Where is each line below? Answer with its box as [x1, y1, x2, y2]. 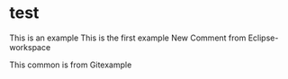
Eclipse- [247, 32, 279, 43]
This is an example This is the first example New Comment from [9, 32, 247, 43]
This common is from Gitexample [9, 59, 132, 70]
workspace [9, 41, 51, 52]
